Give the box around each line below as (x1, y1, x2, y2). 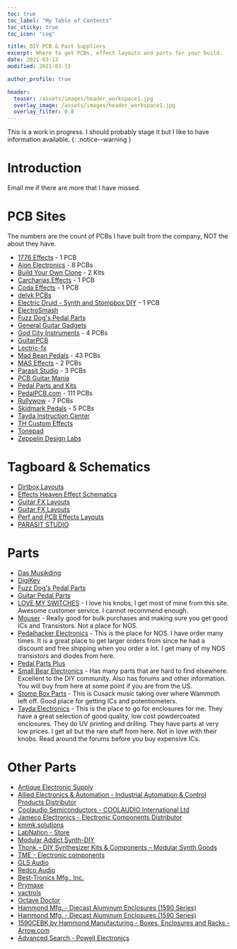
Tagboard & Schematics (7, 459, 151, 476)
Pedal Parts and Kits (17, 381, 77, 390)
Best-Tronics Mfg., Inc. (17, 873, 84, 882)
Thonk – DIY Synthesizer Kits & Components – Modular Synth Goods (17, 843, 217, 852)
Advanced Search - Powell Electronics (17, 933, 129, 942)
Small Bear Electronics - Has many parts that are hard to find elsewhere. (17, 667, 229, 675)
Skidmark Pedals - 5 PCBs (17, 404, 95, 412)
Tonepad (17, 427, 44, 435)
